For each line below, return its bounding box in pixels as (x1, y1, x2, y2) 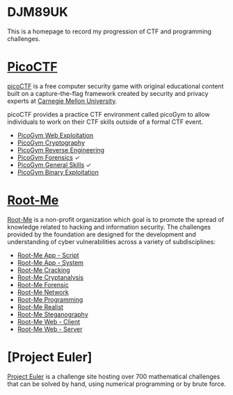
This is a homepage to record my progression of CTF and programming (7, 27, 212, 35)
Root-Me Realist (17, 303, 64, 311)
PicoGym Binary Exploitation (17, 168, 99, 176)
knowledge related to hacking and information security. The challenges (7, 223, 211, 231)
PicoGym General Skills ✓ (17, 161, 92, 169)
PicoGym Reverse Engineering (17, 145, 105, 154)
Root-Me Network (17, 288, 70, 296)
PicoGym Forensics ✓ (17, 153, 81, 161)
